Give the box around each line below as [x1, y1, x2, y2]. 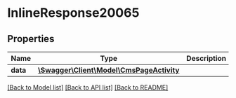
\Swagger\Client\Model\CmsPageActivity [37, 65, 180, 75]
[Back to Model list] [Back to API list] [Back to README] [7, 83, 169, 92]
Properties [7, 33, 55, 45]
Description [185, 54, 227, 63]
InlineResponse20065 [7, 5, 140, 21]
